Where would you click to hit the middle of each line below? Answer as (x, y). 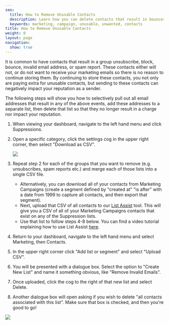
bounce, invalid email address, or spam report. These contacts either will (81, 67)
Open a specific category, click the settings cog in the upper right (80, 139)
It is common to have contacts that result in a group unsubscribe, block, (80, 61)
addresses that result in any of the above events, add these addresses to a (82, 103)
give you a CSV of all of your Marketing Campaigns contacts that (87, 211)
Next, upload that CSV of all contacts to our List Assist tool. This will (90, 205)
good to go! (24, 307)
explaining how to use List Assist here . (60, 226)
